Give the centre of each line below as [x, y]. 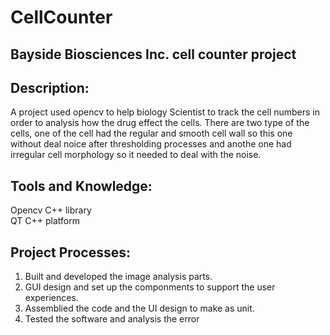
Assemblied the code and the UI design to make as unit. [139, 308]
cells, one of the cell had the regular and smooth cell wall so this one [151, 133]
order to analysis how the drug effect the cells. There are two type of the [160, 123]
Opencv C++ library [51, 210]
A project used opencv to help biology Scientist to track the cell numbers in [165, 112]
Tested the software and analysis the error [112, 319]
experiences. [51, 298]
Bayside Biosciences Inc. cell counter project [153, 54]
